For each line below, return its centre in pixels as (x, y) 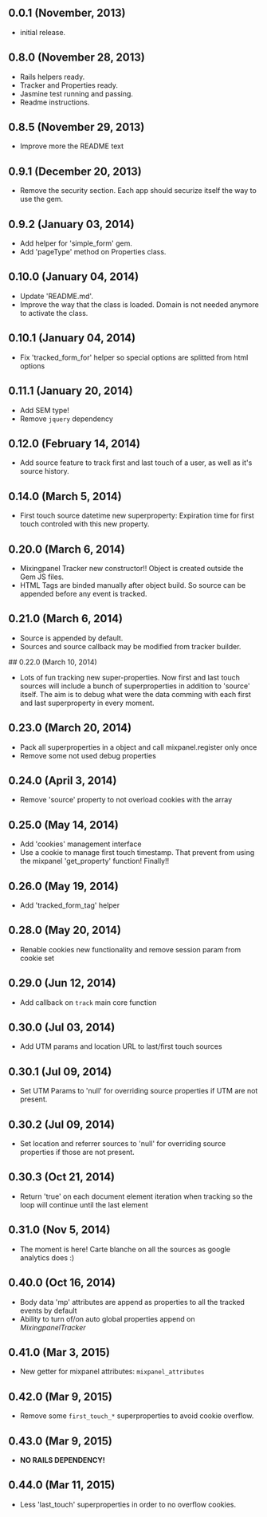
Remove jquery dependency (67, 419)
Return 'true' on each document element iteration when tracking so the (136, 1196)
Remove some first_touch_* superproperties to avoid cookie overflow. (137, 1416)
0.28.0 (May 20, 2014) (65, 930)
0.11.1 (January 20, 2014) (71, 391)
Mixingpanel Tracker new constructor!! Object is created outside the (132, 568)
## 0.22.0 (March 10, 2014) (53, 662)
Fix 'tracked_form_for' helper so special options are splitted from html (134, 357)
